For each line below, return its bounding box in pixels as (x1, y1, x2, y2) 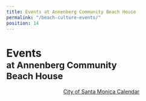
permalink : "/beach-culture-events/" (6, 15, 101, 21)
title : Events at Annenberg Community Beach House (6, 8, 136, 15)
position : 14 (6, 20, 39, 26)
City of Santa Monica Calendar (63, 88, 140, 96)
